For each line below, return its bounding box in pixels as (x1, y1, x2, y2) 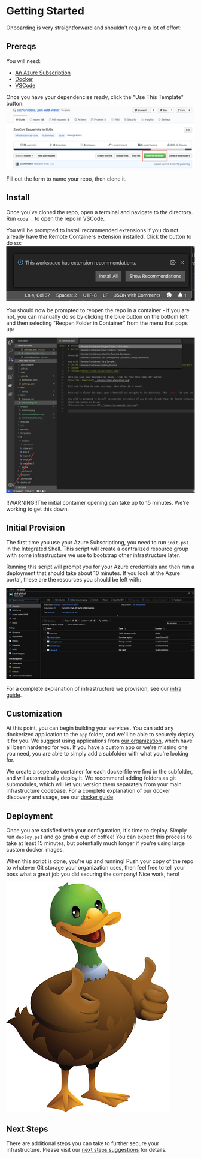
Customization (6, 708, 63, 718)
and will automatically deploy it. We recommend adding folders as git (6, 774, 176, 781)
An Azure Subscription (14, 69, 71, 76)
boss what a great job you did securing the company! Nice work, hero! (6, 870, 180, 878)
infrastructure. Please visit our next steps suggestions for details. (6, 1146, 167, 1153)
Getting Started (6, 4, 85, 18)
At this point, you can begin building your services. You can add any (6, 724, 174, 732)
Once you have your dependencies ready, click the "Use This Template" (6, 93, 184, 100)
